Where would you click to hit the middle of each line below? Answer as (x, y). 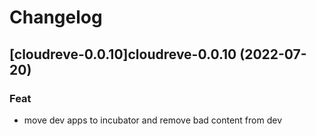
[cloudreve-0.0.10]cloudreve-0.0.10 (123, 54)
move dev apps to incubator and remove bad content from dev (153, 120)
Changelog (56, 17)
